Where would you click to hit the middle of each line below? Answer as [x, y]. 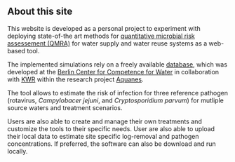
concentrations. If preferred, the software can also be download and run [112, 144]
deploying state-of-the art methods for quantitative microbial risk [101, 36]
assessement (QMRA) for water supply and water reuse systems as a [107, 43]
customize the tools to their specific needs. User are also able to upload [111, 128]
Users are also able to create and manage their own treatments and [105, 121]
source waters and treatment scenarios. [65, 107]
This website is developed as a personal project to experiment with [104, 28]
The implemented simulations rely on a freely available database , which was [117, 64]
